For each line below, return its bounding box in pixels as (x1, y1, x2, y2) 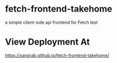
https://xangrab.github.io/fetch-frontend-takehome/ (5, 52, 110, 58)
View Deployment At (5, 36, 90, 47)
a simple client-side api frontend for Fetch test (5, 19, 98, 25)
